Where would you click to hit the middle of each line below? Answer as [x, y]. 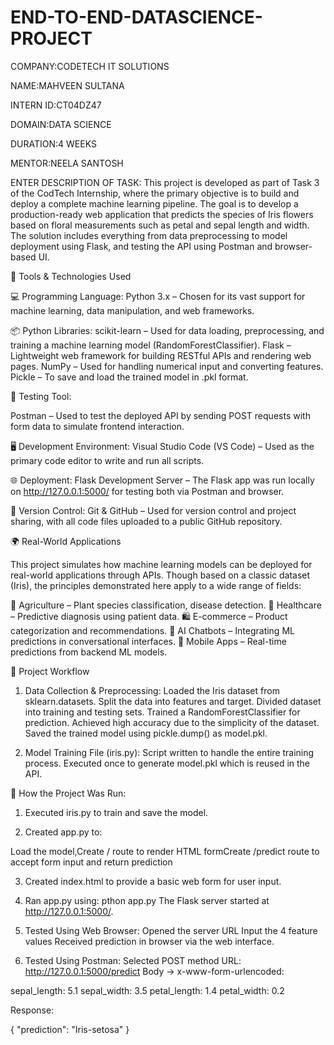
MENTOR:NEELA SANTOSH [67, 163]
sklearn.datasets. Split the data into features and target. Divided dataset [173, 701]
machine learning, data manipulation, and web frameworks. [132, 310]
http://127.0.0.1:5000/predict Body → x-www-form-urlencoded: [154, 971]
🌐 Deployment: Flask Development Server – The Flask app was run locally [162, 480]
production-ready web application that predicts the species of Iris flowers [162, 214]
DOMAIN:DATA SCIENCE [61, 124]
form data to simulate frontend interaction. [97, 426]
